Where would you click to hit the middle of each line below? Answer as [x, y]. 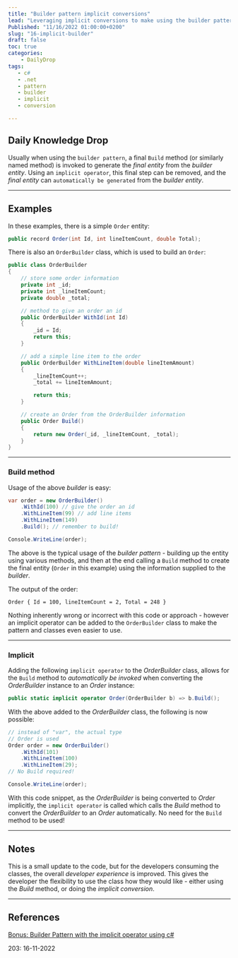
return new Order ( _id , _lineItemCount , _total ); [106, 434]
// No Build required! [41, 772]
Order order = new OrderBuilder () [59, 746]
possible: [21, 719]
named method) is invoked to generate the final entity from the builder [110, 165]
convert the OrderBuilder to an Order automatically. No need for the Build [115, 813]
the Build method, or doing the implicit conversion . [81, 888]
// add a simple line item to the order [81, 356]
